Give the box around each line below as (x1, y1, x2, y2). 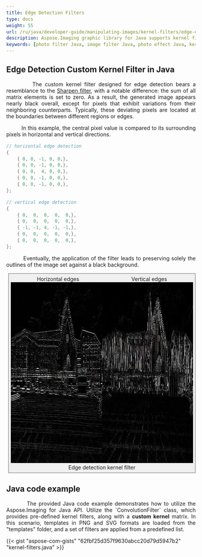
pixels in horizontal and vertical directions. (6, 130, 111, 138)
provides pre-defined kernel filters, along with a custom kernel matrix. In (6, 512, 196, 520)
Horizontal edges (37, 275, 79, 283)
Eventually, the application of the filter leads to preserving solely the (23, 254, 196, 262)
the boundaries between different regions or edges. (6, 112, 134, 120)
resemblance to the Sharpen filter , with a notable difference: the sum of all (6, 87, 196, 94)
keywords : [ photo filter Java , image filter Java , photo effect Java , (6, 42, 187, 48)
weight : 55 (6, 22, 34, 28)
